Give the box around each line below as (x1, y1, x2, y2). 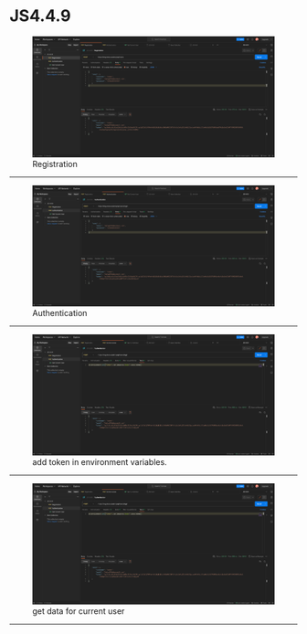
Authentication (32, 307, 88, 318)
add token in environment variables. (32, 456, 167, 467)
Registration (32, 158, 78, 169)
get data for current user (32, 605, 125, 617)
